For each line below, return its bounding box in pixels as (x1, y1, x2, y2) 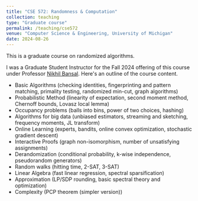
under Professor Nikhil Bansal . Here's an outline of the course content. (6, 70, 178, 77)
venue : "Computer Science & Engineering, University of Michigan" (6, 31, 173, 37)
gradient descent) (14, 132, 59, 139)
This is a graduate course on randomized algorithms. (6, 53, 135, 59)
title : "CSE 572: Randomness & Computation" (6, 8, 118, 15)
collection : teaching (6, 14, 60, 20)
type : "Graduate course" (6, 20, 67, 25)
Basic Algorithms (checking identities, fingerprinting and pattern (14, 82, 171, 89)
